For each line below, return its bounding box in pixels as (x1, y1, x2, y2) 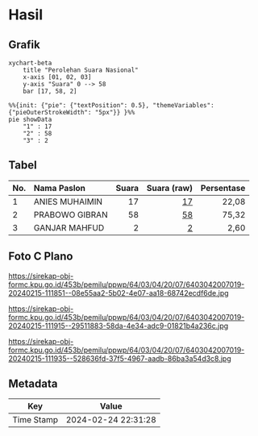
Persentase (200, 182, 246, 193)
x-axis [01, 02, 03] (23, 73, 92, 81)
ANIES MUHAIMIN (33, 196, 103, 207)
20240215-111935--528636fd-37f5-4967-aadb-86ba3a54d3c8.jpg (8, 353, 231, 363)
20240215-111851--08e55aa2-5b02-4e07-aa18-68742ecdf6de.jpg (8, 288, 229, 297)
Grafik (8, 38, 40, 52)
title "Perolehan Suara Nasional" (23, 66, 139, 74)
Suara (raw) (146, 182, 193, 193)
